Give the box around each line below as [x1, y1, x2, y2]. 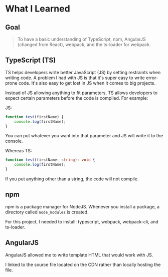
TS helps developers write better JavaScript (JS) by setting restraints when [5, 69, 161, 75]
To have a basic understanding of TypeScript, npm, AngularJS [17, 36, 146, 42]
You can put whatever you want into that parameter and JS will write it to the [5, 133, 163, 139]
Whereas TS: [5, 148, 32, 154]
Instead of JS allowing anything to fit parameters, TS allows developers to [5, 90, 158, 96]
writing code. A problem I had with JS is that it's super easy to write [5, 75, 145, 81]
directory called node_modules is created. [5, 209, 89, 215]
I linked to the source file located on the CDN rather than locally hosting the [5, 261, 161, 267]
